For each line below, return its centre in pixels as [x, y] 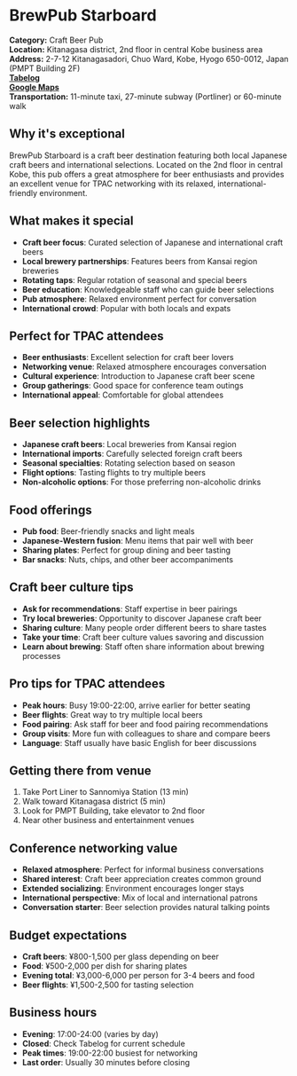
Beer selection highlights [80, 423]
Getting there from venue [81, 771]
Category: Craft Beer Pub [56, 40]
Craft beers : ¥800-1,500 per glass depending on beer [120, 957]
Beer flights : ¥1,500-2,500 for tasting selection [108, 985]
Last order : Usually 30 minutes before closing [106, 1062]
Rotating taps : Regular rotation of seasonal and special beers [134, 279]
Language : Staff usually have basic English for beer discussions [139, 742]
